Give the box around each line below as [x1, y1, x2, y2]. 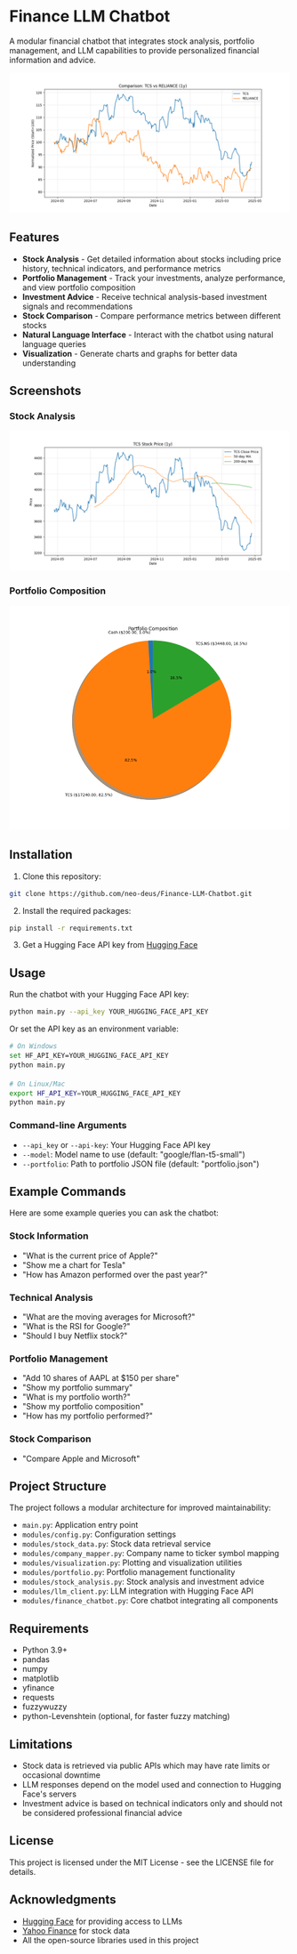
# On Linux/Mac [9, 1079, 66, 1088]
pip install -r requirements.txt [9, 924, 133, 933]
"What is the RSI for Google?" [21, 1321, 131, 1331]
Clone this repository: [21, 870, 101, 882]
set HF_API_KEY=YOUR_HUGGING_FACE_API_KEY [9, 1052, 169, 1061]
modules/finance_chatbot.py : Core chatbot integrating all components [21, 1595, 278, 1606]
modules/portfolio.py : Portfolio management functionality [21, 1567, 236, 1578]
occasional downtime [21, 1770, 100, 1780]
